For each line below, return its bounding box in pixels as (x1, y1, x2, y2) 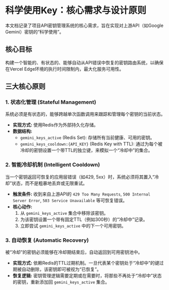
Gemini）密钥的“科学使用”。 (5, 28, 64, 35)
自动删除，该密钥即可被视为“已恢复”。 (21, 266, 102, 272)
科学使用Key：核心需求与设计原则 (5, 5, 147, 16)
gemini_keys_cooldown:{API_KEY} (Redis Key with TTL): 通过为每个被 (20, 141, 162, 147)
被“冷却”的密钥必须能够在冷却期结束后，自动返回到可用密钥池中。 (5, 249, 143, 255)
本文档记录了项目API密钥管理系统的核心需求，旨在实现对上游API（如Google (5, 22, 164, 28)
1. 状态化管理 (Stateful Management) (5, 99, 96, 106)
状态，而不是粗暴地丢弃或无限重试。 (12, 180, 88, 186)
